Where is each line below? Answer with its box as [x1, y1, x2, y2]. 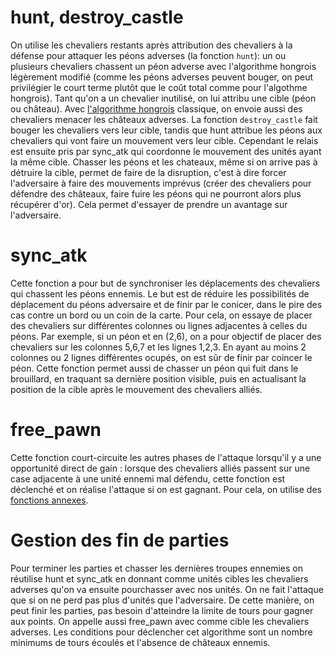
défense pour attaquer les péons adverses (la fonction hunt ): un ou [10, 49, 287, 61]
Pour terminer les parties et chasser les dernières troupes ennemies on [10, 562, 303, 574]
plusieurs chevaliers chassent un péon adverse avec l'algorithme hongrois [10, 60, 317, 72]
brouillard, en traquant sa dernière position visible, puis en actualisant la [10, 372, 307, 385]
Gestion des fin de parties [10, 529, 230, 551]
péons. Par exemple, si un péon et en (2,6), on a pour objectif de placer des [10, 330, 322, 342]
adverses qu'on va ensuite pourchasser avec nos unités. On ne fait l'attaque [10, 583, 324, 595]
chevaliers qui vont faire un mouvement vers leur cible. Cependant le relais [10, 134, 319, 146]
